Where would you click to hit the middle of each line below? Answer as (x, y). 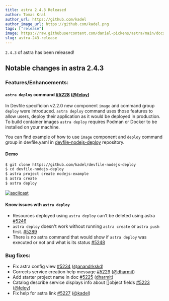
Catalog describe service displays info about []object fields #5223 (81, 282)
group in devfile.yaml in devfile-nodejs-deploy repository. (65, 142)
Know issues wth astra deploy (38, 204)
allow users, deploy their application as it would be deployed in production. (83, 116)
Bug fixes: (18, 256)
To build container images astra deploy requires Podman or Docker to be (81, 122)
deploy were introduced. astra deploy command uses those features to (79, 111)
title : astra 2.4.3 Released (36, 10)
